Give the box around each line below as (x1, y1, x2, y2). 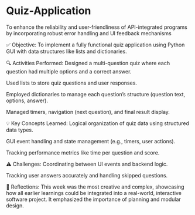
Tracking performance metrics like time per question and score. (6, 149, 160, 156)
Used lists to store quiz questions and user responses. (6, 79, 138, 86)
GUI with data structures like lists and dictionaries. (6, 48, 127, 55)
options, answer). (6, 97, 49, 104)
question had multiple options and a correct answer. (6, 68, 132, 75)
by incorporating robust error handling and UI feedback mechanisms (6, 29, 172, 36)
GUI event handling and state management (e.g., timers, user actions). (6, 137, 176, 145)
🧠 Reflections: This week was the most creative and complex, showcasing (6, 183, 184, 190)
